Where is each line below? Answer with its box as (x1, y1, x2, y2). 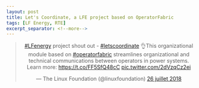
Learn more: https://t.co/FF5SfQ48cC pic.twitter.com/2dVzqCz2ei (27, 63, 191, 71)
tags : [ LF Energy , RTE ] (6, 20, 66, 26)
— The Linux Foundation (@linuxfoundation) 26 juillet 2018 (36, 75, 182, 83)
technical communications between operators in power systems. (28, 57, 189, 65)
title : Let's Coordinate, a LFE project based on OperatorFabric (6, 14, 174, 20)
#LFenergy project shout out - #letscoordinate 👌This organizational (24, 43, 194, 50)
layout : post (6, 8, 39, 15)
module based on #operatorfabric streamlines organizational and (28, 51, 190, 58)
